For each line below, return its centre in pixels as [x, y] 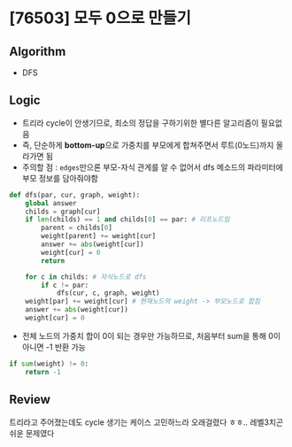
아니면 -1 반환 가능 [54, 347]
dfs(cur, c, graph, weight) [108, 293]
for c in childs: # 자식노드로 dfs [86, 277]
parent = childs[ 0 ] [77, 228]
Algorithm [38, 51]
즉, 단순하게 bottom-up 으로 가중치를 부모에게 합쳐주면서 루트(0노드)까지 [148, 145]
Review [30, 400]
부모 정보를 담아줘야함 [60, 178]
